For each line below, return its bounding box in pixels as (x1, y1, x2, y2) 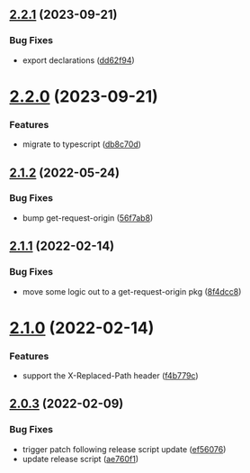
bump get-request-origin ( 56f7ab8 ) (22, 212, 154, 223)
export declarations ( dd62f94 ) (22, 54, 135, 66)
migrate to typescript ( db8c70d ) (22, 139, 142, 150)
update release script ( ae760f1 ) (22, 453, 139, 464)
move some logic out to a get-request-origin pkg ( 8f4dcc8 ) (22, 286, 242, 296)
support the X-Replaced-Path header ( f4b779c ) (22, 370, 200, 381)
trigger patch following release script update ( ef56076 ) (22, 443, 227, 454)
